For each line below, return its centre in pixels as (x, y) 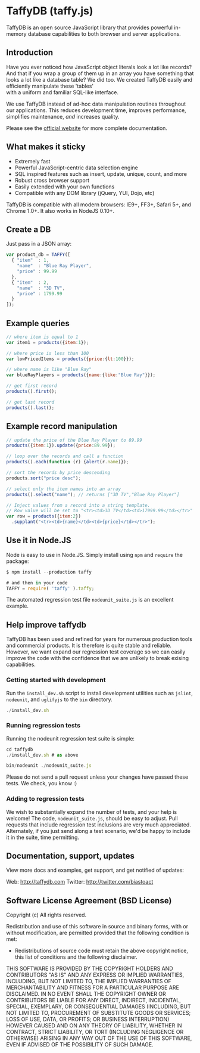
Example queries (38, 323)
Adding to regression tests (46, 799)
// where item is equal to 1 (42, 337)
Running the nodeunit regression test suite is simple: (71, 738)
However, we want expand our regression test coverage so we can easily (96, 652)
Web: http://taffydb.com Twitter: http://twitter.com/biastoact (80, 882)
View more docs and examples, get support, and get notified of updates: (95, 870)
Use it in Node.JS (39, 541)
